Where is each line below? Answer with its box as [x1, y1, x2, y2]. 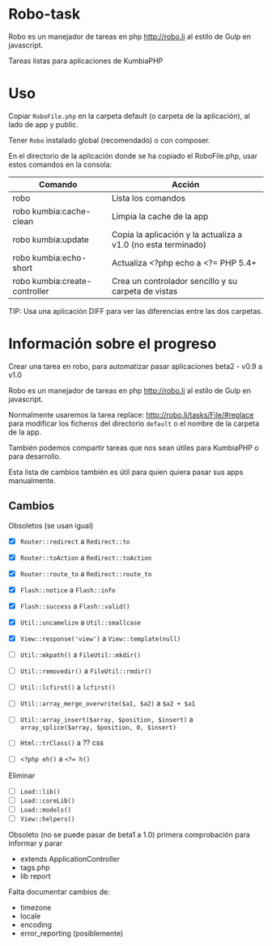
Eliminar [8, 770, 36, 780]
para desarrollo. [8, 451, 62, 461]
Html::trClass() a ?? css [19, 738, 104, 748]
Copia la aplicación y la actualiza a [112, 228, 243, 240]
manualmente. [8, 475, 57, 486]
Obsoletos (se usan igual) [8, 520, 94, 530]
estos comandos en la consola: [8, 159, 113, 169]
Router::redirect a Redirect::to [19, 536, 130, 546]
